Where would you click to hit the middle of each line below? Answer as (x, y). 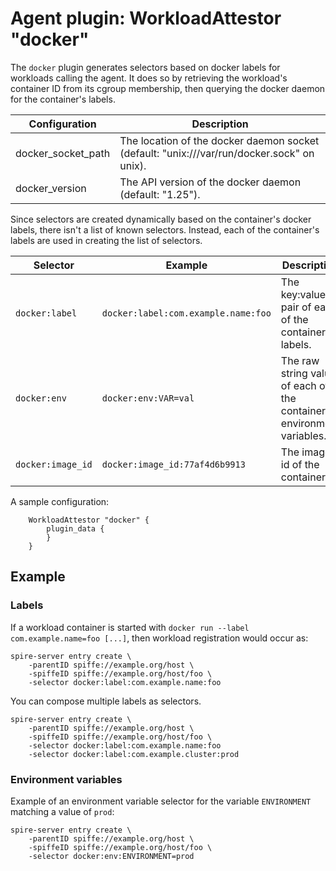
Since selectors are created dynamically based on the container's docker (161, 219)
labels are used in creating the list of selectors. (106, 240)
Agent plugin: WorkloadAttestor (146, 18)
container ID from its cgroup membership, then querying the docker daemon (168, 88)
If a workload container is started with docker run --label (130, 627)
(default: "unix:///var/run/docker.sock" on (217, 153)
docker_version (51, 188)
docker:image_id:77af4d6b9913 (173, 464)
